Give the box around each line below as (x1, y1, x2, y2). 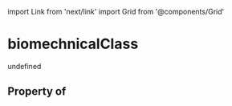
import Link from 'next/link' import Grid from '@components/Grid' (7, 7, 225, 16)
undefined (7, 61, 42, 71)
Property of (7, 84, 67, 99)
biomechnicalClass (7, 35, 139, 53)
